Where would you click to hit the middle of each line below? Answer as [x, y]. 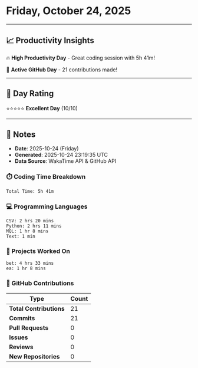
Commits [22, 318]
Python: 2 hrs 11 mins [34, 226]
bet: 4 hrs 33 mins [30, 264]
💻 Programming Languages [47, 206]
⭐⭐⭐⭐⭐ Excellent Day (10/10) [42, 108]
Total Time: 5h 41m [30, 191]
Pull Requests [29, 327]
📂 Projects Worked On [38, 251]
